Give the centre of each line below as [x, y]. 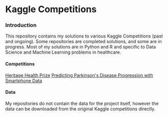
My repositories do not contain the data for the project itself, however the [82, 103]
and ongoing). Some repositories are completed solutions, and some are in [83, 42]
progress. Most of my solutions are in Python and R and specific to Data [81, 47]
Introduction [21, 25]
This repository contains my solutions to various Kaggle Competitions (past [84, 36]
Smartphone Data [24, 81]
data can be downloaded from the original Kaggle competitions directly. [80, 109]
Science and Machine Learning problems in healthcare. [63, 52]
